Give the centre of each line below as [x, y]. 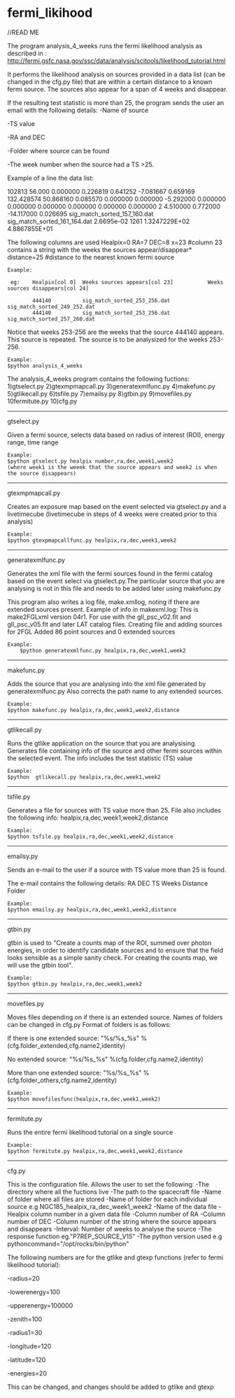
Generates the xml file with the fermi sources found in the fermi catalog [110, 573]
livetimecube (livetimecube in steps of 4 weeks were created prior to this [112, 514]
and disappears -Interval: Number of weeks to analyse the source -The [109, 1229]
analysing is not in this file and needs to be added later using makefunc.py [114, 588]
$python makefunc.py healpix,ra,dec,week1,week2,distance [93, 710]
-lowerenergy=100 [34, 1292]
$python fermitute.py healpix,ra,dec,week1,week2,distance [95, 1151]
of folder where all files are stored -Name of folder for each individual [107, 1199]
